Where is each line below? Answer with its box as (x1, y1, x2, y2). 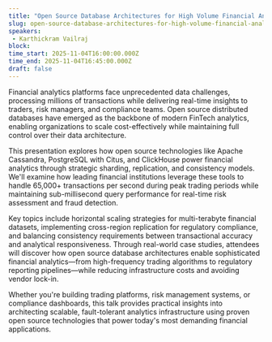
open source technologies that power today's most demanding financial (8, 315, 249, 325)
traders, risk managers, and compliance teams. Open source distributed (8, 104, 249, 114)
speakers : (8, 27, 42, 35)
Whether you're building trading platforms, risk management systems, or (8, 289, 251, 299)
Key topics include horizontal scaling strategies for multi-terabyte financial (8, 213, 257, 223)
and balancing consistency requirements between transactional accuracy (8, 231, 253, 240)
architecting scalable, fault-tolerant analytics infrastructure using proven (8, 306, 250, 317)
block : (8, 42, 31, 50)
